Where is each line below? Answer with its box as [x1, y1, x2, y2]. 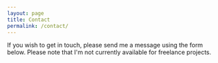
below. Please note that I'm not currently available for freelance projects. [7, 48, 212, 56]
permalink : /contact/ [7, 22, 69, 29]
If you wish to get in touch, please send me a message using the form [7, 41, 204, 49]
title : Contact [7, 16, 51, 23]
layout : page [7, 9, 44, 17]
